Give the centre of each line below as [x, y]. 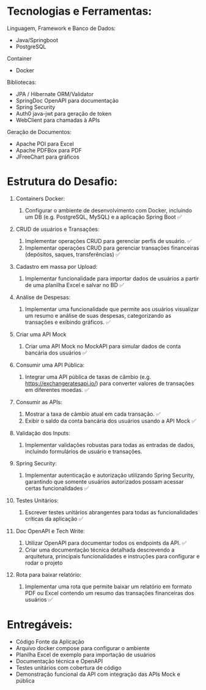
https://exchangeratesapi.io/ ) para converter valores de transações [109, 383]
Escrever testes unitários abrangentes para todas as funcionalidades [111, 512]
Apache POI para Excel [45, 144]
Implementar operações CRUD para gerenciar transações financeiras [112, 248]
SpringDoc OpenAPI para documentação [67, 100]
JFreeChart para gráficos [48, 157]
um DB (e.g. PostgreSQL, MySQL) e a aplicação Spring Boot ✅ [103, 217]
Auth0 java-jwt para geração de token [64, 113]
